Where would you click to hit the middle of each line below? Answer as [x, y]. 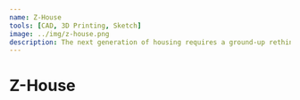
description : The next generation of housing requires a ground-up [137, 42]
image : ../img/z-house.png [59, 34]
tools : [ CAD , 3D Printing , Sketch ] [75, 26]
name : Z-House [36, 17]
